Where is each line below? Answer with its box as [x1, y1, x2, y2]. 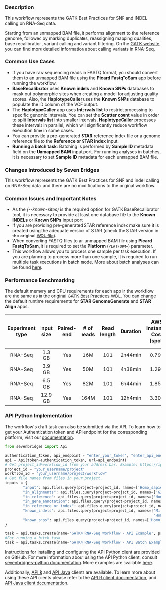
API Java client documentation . [5, 580, 69, 586]
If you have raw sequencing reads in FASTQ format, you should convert [12, 69, 158, 75]
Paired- [57, 325, 77, 332]
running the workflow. [12, 80, 57, 86]
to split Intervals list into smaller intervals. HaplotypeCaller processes [12, 117, 156, 123]
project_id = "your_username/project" [5, 467, 85, 472]
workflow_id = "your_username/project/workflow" [5, 472, 107, 476]
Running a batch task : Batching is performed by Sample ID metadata [12, 143, 154, 149]
